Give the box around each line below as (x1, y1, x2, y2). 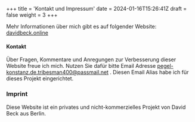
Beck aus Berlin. (6, 110, 47, 117)
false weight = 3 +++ (6, 11, 58, 18)
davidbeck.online (6, 29, 49, 36)
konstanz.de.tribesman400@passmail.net (6, 68, 109, 76)
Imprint (6, 90, 28, 98)
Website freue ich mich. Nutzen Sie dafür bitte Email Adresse (6, 62, 156, 70)
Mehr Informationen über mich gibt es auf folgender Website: (6, 23, 157, 30)
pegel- (157, 62, 174, 70)
